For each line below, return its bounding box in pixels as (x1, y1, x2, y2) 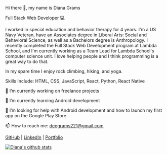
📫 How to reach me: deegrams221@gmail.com (5, 123, 104, 128)
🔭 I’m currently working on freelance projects (5, 88, 100, 94)
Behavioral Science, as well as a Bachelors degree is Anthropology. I (5, 37, 148, 43)
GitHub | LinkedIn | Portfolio (5, 134, 63, 140)
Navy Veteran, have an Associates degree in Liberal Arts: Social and (5, 32, 147, 38)
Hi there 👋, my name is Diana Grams (5, 5, 80, 11)
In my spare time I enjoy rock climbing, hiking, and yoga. (5, 68, 123, 74)
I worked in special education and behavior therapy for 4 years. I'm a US (5, 27, 156, 32)
